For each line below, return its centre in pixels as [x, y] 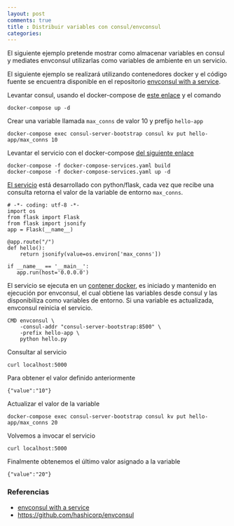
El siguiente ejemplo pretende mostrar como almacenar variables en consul [116, 53]
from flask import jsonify [47, 224]
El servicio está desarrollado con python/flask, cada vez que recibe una [111, 185]
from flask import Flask [43, 218]
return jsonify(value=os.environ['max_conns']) [90, 254]
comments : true [29, 20]
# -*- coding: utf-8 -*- [43, 205]
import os [22, 212]
